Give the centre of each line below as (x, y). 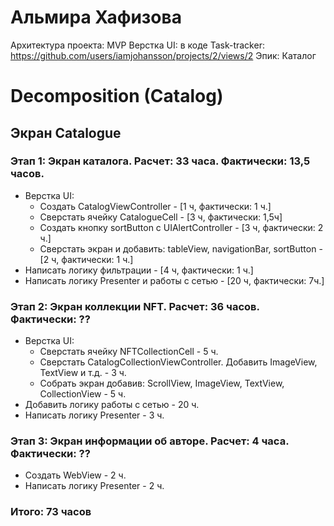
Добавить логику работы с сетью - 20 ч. (112, 405)
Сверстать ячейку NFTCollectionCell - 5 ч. (129, 352)
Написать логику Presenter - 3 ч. (94, 415)
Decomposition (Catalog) (117, 96)
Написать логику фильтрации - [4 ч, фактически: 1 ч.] (139, 270)
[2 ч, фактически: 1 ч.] (86, 259)
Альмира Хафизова (96, 17)
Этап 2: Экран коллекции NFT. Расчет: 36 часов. (135, 306)
